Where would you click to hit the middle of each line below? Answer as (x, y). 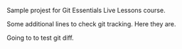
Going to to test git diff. (40, 38)
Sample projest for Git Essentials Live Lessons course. (86, 10)
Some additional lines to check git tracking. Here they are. (91, 24)
